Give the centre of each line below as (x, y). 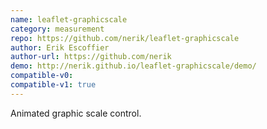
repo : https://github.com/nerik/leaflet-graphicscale (125, 38)
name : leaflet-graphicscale (69, 19)
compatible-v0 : (42, 76)
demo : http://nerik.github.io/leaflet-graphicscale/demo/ (133, 66)
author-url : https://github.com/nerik (91, 57)
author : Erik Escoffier (60, 47)
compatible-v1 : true (53, 85)
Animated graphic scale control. (76, 113)
